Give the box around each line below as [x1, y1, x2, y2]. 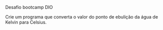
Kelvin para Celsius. [5, 19, 47, 25]
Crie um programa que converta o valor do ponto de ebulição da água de [5, 14, 158, 19]
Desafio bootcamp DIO [5, 4, 53, 10]
